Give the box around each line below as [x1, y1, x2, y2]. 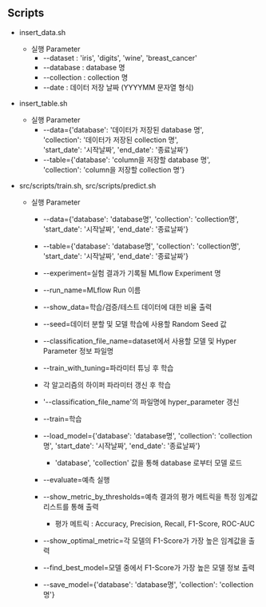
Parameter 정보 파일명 [42, 346, 113, 355]
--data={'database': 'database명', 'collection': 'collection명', [42, 214, 239, 224]
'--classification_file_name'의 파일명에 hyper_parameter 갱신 [42, 397, 240, 407]
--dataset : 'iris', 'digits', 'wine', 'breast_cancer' [42, 53, 197, 62]
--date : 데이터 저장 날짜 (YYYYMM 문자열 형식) [42, 82, 194, 92]
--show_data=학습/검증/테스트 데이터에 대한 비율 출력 [42, 302, 212, 311]
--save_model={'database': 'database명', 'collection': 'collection [42, 579, 254, 589]
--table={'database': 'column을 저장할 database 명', [42, 155, 211, 165]
